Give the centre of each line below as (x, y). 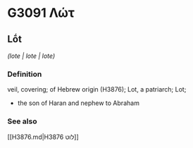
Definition (25, 74)
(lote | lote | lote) (31, 56)
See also (22, 121)
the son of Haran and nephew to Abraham (78, 103)
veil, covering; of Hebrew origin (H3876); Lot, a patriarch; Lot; (97, 90)
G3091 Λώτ (41, 13)
